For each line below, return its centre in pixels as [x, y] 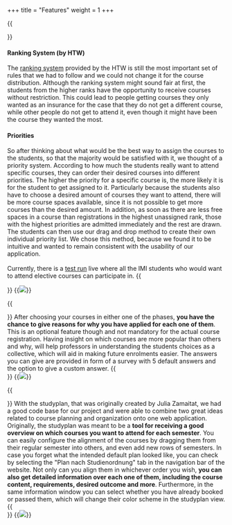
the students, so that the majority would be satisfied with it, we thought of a [115, 158]
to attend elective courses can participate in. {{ [74, 276]
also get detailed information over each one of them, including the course [115, 477]
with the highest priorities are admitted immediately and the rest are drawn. [114, 224]
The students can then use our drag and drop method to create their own [111, 232]
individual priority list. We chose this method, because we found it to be [109, 239]
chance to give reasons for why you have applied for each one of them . [111, 324]
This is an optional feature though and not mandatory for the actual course [114, 332]
